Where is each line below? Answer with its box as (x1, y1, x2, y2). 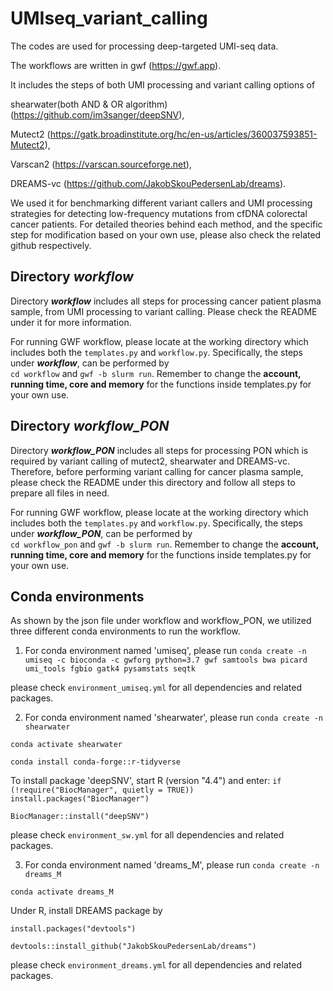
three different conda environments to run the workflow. (10, 625, 241, 637)
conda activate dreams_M (10, 887, 114, 897)
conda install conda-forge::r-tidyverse (10, 757, 182, 767)
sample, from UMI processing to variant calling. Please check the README (10, 305, 318, 317)
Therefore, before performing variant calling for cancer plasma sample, (10, 465, 304, 477)
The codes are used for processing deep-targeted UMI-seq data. (10, 40, 279, 52)
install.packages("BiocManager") (10, 794, 150, 804)
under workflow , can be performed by (10, 357, 170, 369)
